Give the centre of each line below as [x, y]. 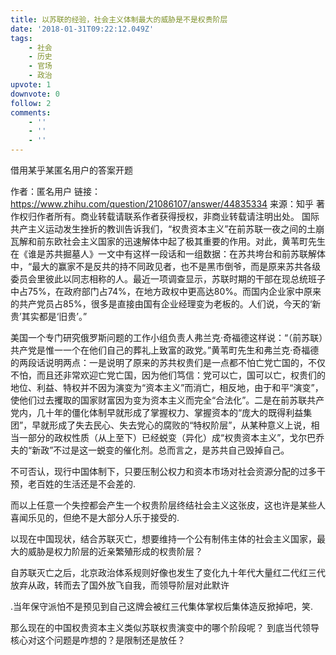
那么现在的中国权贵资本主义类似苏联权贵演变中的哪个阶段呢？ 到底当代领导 [165, 627]
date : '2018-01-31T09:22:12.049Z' [82, 29]
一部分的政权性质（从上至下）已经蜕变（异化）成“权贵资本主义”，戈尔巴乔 [171, 437]
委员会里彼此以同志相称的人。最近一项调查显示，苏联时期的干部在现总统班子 [168, 279]
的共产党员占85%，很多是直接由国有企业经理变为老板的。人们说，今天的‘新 [166, 304]
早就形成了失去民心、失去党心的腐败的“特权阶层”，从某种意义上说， [171, 425]
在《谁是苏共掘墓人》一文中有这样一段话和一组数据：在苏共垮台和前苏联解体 [168, 254]
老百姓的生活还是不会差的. [82, 484]
